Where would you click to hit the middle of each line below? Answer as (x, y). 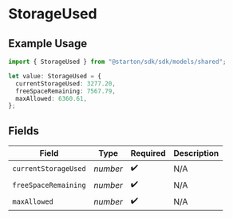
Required (148, 153)
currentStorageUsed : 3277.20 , (65, 84)
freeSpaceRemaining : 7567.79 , (65, 91)
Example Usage (48, 44)
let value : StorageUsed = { (55, 76)
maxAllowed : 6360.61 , (51, 98)
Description (196, 153)
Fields (24, 131)
